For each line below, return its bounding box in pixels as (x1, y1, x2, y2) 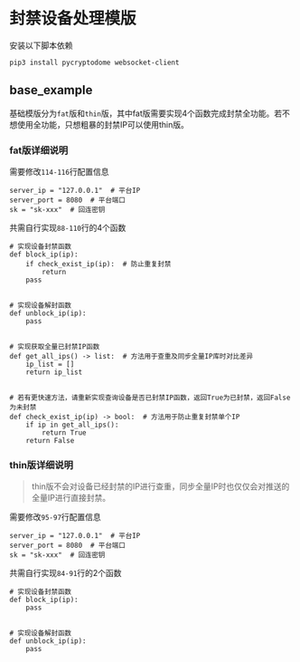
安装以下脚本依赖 (9, 40, 73, 51)
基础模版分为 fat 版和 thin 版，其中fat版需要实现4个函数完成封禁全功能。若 (9, 108, 283, 119)
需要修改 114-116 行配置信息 (9, 167, 110, 177)
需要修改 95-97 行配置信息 (9, 512, 101, 523)
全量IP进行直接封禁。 (31, 493, 111, 504)
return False (25, 437, 75, 446)
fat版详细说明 (9, 144, 69, 157)
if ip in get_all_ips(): (25, 420, 119, 430)
